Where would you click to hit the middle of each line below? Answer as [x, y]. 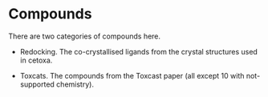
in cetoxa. [36, 60]
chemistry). [75, 84]
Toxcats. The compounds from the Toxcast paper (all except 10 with [132, 75]
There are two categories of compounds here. [85, 36]
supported [37, 84]
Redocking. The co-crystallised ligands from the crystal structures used [139, 51]
